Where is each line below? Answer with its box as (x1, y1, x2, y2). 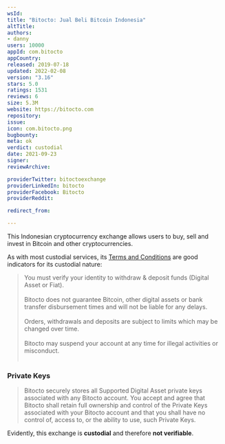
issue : (7, 118, 26, 126)
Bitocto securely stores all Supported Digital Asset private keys (23, 386, 203, 395)
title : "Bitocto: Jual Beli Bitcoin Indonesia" (7, 16, 147, 23)
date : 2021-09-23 (7, 151, 57, 158)
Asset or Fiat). (23, 281, 64, 289)
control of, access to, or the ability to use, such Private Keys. (23, 416, 196, 424)
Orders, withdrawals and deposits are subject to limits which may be (23, 318, 218, 325)
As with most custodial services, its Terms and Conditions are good (7, 253, 198, 261)
